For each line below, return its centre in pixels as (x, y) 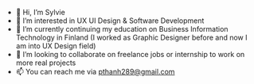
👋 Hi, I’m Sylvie (40, 12)
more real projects (46, 63)
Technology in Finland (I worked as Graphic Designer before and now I (131, 37)
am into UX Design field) (56, 46)
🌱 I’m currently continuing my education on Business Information (122, 29)
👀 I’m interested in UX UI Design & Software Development (110, 21)
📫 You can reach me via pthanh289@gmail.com (95, 72)
